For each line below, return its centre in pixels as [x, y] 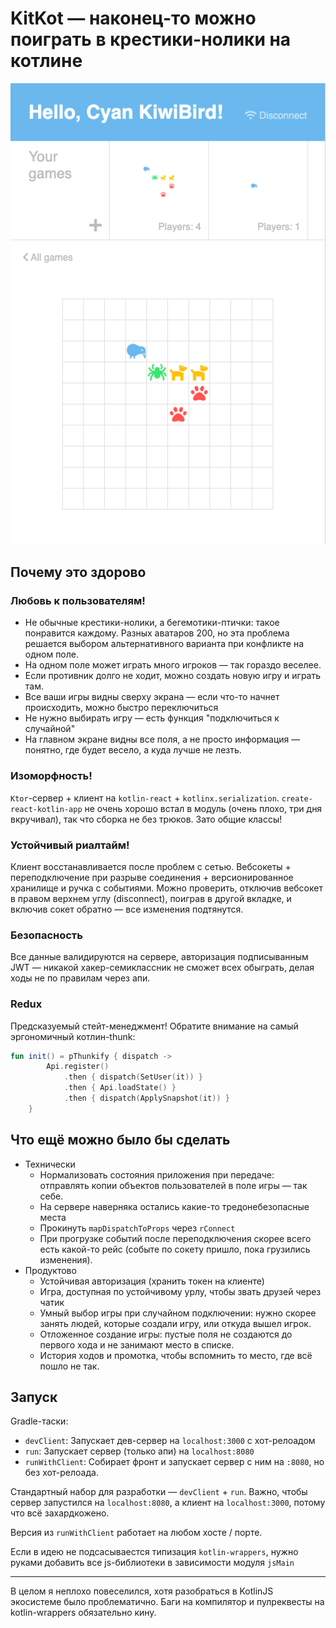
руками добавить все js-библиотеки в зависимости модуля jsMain [152, 1563]
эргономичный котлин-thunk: [73, 1036]
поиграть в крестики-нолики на [151, 39]
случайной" [50, 729]
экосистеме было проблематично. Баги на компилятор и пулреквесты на [167, 1602]
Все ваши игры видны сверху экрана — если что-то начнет [152, 697]
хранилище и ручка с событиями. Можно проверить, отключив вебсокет [166, 888]
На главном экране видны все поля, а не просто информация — [162, 739]
